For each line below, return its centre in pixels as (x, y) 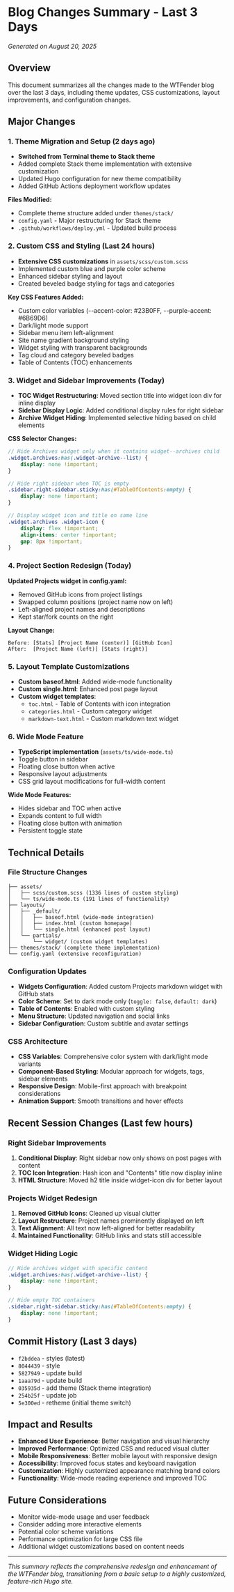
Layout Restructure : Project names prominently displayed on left (111, 1221)
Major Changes (42, 122)
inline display (37, 403)
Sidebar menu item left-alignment (66, 332)
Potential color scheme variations (66, 1532)
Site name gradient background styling (73, 340)
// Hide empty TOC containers (52, 1300)
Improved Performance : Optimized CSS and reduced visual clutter (114, 1448)
